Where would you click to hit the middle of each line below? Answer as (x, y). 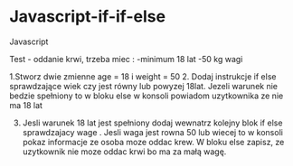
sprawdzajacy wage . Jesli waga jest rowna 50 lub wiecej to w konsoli (152, 132)
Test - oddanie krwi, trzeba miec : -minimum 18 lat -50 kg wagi (126, 59)
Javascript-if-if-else (87, 17)
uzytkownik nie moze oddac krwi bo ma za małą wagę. (124, 152)
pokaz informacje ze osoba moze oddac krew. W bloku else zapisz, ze (153, 142)
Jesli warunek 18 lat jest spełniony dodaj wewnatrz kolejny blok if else (152, 123)
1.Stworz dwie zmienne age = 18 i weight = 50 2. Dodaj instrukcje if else (143, 76)
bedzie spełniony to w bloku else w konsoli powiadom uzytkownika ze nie (146, 96)
